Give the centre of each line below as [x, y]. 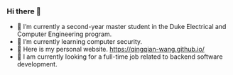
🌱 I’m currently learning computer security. [80, 42]
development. [37, 64]
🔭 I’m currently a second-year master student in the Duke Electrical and [121, 27]
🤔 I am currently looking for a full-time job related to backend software [120, 57]
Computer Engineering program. [64, 34]
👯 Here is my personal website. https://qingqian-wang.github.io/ [111, 50]
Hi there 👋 [24, 11]
